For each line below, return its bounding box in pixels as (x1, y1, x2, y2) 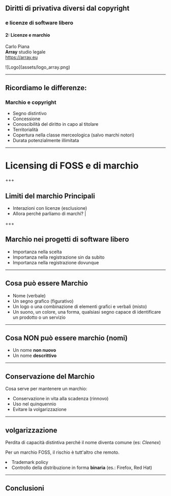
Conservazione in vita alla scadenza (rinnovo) (12, 396, 109, 402)
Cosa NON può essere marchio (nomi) (5, 334, 128, 342)
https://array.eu (5, 54, 38, 60)
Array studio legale (5, 48, 46, 55)
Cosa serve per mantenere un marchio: (5, 385, 88, 392)
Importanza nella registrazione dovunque (12, 259, 99, 265)
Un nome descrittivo (12, 352, 57, 359)
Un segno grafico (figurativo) (12, 298, 74, 304)
